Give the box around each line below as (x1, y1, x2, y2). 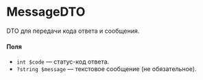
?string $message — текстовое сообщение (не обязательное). (16, 65, 197, 73)
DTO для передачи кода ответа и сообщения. (6, 27, 140, 35)
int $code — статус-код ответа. (16, 57, 110, 66)
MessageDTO (6, 4, 86, 20)
